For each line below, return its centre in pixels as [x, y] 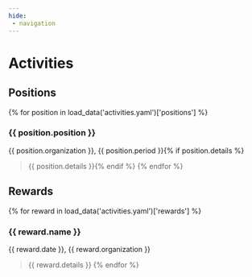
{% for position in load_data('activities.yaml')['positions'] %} [108, 112]
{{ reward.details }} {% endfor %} [83, 265]
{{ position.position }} [52, 133]
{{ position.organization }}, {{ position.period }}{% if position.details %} [126, 151]
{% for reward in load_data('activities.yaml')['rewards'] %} [105, 211]
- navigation [34, 23]
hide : [17, 16]
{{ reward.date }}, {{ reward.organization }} [80, 249]
